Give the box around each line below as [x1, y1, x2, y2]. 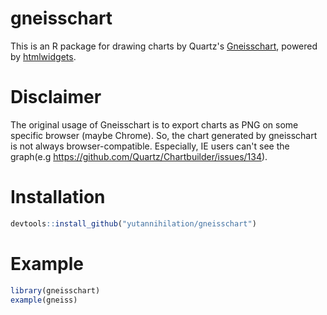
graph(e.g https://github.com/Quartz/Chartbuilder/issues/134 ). [10, 150, 268, 162]
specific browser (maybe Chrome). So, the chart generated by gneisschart [10, 129, 318, 141]
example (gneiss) [10, 295, 78, 305]
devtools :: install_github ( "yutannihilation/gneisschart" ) [10, 218, 257, 229]
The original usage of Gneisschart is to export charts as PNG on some [10, 118, 299, 131]
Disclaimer [10, 86, 102, 109]
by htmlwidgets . [10, 50, 77, 62]
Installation [10, 186, 106, 209]
